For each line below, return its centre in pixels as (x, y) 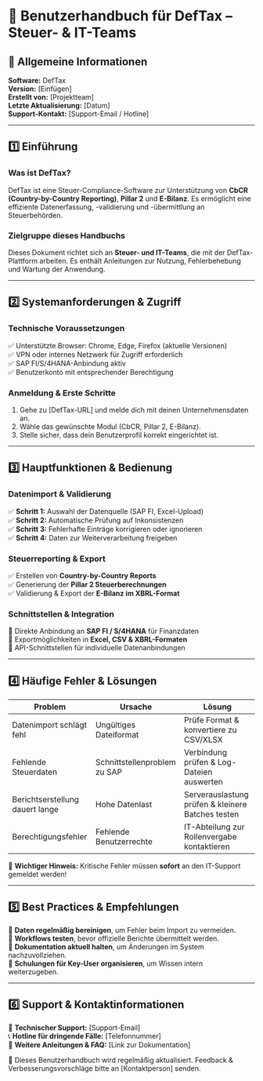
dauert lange (35, 810)
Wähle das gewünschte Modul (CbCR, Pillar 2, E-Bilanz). (110, 426)
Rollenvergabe (210, 837)
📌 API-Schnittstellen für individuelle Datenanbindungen (97, 648)
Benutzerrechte (124, 842)
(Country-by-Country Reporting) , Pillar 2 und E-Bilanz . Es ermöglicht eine (130, 198)
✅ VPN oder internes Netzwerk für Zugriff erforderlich (95, 354)
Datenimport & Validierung (59, 494)
